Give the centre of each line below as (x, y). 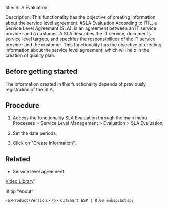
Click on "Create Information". (44, 143)
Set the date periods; (35, 133)
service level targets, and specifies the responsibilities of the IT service (80, 39)
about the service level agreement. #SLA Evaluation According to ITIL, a (81, 23)
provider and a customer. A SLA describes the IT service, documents (78, 34)
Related (18, 159)
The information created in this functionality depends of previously (76, 84)
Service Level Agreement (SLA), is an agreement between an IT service (81, 28)
